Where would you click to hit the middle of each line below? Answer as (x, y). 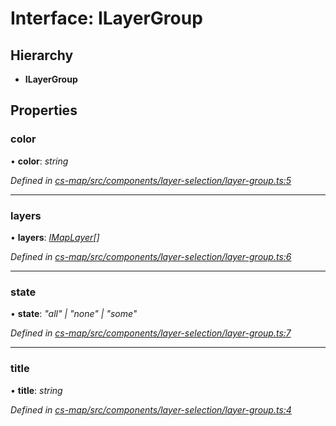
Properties (44, 110)
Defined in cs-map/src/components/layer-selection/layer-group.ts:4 (151, 409)
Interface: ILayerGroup (106, 18)
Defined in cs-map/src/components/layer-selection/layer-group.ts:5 (151, 180)
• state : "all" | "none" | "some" (74, 314)
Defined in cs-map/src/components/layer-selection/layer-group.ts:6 (151, 256)
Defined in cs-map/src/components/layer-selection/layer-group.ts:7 (151, 333)
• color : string (39, 161)
